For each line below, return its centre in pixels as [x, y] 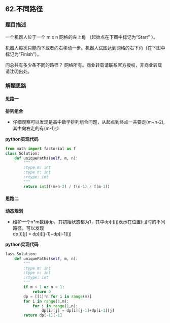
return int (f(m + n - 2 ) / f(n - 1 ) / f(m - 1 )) [67, 186]
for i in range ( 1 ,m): [46, 301]
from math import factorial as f [41, 149]
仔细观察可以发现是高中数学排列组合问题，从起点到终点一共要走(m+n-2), [89, 122]
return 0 [42, 291]
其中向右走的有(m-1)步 [36, 128]
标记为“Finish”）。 [24, 54]
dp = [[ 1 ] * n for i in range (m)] [58, 297]
